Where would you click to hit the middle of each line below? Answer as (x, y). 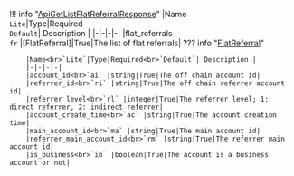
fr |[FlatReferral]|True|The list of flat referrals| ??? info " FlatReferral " (137, 43)
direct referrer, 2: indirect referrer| (87, 107)
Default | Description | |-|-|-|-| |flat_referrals (91, 33)
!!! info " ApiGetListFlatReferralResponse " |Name (98, 14)
